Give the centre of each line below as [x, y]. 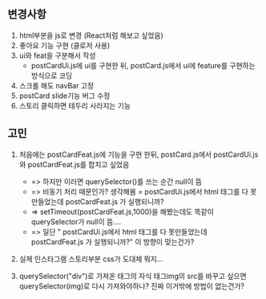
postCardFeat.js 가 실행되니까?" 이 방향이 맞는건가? [113, 242]
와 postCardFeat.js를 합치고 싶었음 [74, 164]
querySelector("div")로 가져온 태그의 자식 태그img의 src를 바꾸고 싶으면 [133, 276]
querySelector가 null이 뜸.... [76, 221]
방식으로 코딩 [52, 76]
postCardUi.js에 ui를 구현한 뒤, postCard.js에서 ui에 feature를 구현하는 [143, 65]
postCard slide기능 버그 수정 [64, 96]
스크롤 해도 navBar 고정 [56, 85]
